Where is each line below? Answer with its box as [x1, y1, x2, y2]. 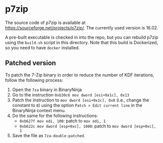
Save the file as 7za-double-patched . [12, 132, 86, 138]
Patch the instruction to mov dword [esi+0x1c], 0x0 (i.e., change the [12, 97, 149, 103]
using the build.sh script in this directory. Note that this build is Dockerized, [5, 39, 158, 45]
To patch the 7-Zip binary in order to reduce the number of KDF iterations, [5, 72, 154, 78]
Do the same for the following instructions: [12, 113, 98, 119]
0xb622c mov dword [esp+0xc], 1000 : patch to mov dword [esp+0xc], [19, 123, 157, 129]
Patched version [5, 59, 56, 67]
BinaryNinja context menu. [12, 107, 66, 113]
